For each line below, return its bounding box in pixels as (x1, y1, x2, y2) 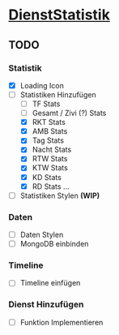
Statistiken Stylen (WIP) (19, 191, 100, 200)
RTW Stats (32, 154, 68, 164)
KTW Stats (32, 163, 69, 173)
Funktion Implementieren (19, 317, 104, 327)
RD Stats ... (32, 181, 70, 191)
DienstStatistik (8, 6, 111, 24)
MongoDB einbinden (19, 239, 89, 249)
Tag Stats (32, 135, 65, 145)
